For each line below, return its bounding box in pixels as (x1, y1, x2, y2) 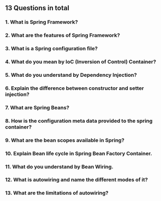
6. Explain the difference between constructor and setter (5, 85, 144, 92)
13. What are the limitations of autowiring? (5, 190, 109, 197)
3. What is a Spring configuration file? (5, 45, 98, 52)
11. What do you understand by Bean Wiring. (5, 163, 114, 170)
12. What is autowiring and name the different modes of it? (5, 176, 148, 183)
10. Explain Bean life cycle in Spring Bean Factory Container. (5, 150, 152, 157)
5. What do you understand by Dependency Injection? (5, 71, 137, 78)
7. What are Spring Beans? (5, 104, 70, 111)
